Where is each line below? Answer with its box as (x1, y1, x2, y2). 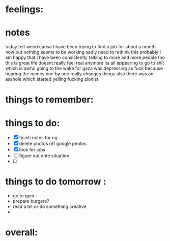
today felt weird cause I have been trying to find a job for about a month (5, 44, 156, 50)
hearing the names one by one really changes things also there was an (5, 71, 154, 77)
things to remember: (5, 94, 94, 105)
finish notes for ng (19, 135, 58, 141)
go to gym (12, 193, 35, 199)
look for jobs (19, 146, 46, 153)
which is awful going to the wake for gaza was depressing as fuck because (5, 65, 163, 72)
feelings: (5, 4, 44, 15)
